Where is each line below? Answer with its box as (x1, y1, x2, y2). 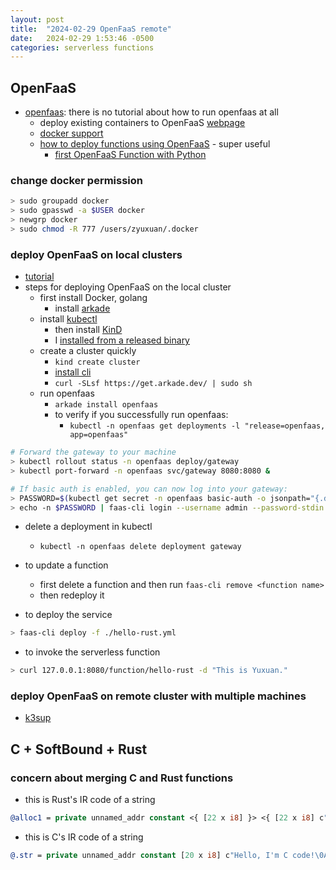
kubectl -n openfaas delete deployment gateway (39, 542, 242, 552)
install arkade (54, 302, 111, 315)
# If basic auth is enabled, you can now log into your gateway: (10, 484, 288, 494)
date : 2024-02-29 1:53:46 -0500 (10, 33, 155, 43)
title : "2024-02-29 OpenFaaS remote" (10, 24, 172, 34)
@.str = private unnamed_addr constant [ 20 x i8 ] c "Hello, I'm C (10, 851, 288, 861)
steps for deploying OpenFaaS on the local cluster (24, 281, 232, 293)
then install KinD (54, 324, 123, 336)
